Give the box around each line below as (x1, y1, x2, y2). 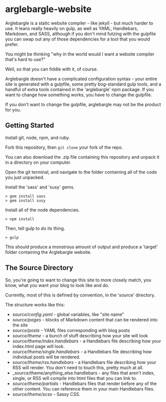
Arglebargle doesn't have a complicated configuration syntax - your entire (5, 76, 158, 82)
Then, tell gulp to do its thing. (5, 225, 65, 231)
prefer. (5, 41, 19, 47)
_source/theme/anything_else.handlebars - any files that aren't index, (12, 369, 155, 376)
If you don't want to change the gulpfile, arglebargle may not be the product (5, 101, 161, 107)
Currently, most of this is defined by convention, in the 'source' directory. (5, 292, 156, 298)
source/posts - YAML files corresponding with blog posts (12, 327, 130, 333)
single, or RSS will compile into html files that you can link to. (12, 375, 137, 381)
